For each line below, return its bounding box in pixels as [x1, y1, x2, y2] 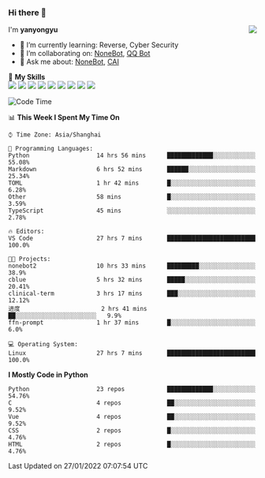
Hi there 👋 [8, 7, 47, 18]
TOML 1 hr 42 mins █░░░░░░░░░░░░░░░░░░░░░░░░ [8, 179, 256, 188]
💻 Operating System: [8, 341, 79, 349]
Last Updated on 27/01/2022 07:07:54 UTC [8, 461, 148, 471]
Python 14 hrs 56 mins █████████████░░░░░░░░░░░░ [8, 151, 256, 160]
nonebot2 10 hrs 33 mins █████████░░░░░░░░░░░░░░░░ [8, 262, 256, 271]
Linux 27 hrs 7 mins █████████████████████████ [8, 349, 256, 357]
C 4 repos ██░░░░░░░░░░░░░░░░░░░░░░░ [8, 399, 256, 407]
